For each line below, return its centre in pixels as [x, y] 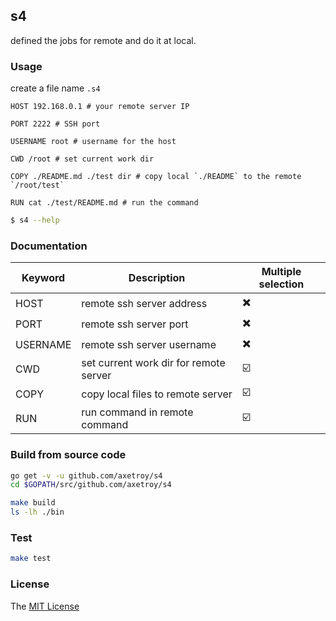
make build [33, 503]
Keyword [43, 278]
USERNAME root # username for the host [93, 142]
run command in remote [137, 412]
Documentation [49, 246]
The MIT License [45, 606]
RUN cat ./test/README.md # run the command [104, 203]
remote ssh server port [135, 324]
